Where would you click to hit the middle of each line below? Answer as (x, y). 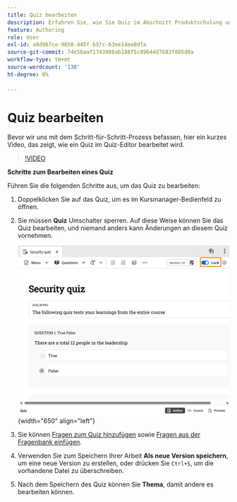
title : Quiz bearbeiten (42, 15)
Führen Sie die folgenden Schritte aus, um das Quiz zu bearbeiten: (104, 186)
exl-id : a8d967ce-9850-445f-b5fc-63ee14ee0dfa (77, 45)
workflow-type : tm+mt (39, 60)
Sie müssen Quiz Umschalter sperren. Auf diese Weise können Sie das (120, 221)
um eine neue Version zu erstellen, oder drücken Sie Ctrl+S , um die (115, 463)
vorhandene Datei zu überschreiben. (71, 470)
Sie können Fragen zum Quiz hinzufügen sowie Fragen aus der (109, 434)
